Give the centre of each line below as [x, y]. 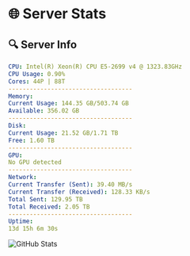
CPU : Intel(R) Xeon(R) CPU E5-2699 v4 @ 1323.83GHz [95, 67]
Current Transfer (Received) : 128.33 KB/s [79, 192]
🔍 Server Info [43, 44]
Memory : [21, 96]
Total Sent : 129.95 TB [46, 199]
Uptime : [21, 222]
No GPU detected [35, 162]
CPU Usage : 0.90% [37, 74]
